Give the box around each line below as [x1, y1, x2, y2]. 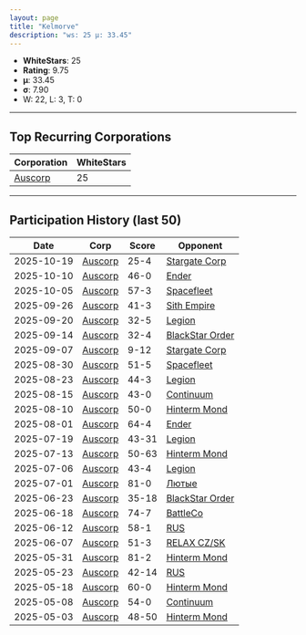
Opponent [178, 239, 223, 252]
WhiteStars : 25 [22, 56, 82, 67]
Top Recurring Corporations [9, 129, 172, 144]
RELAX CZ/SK [166, 536, 226, 548]
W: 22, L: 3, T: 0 [22, 94, 83, 105]
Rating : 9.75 [22, 65, 69, 76]
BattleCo [166, 507, 203, 519]
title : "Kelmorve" [9, 22, 79, 31]
